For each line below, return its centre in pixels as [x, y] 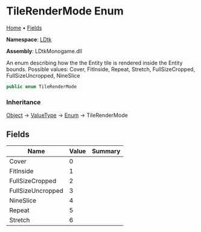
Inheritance [24, 102]
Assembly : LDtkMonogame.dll [44, 51]
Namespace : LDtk [29, 39]
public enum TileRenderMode [42, 86]
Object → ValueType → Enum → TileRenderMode [67, 115]
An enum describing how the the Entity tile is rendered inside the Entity [94, 63]
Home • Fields [24, 28]
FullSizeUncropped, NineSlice [43, 75]
